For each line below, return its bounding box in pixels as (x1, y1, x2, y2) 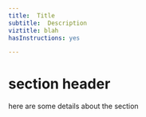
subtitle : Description (8, 19, 88, 27)
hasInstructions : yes (8, 33, 81, 42)
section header (8, 75, 111, 93)
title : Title (8, 11, 56, 20)
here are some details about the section (8, 101, 139, 111)
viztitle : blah (8, 26, 59, 34)
